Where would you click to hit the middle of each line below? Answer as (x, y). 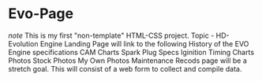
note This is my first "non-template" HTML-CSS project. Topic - (111, 35)
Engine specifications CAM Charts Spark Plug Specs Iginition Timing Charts (131, 52)
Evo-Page (41, 14)
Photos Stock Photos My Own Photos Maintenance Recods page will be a (127, 61)
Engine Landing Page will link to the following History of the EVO (144, 43)
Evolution (23, 43)
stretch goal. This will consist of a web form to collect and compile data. (125, 68)
